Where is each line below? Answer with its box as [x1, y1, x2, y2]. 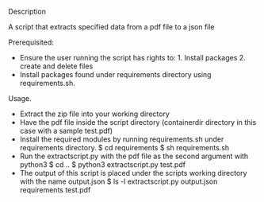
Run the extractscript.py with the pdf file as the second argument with [19, 151, 249, 161]
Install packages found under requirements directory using [19, 70, 212, 79]
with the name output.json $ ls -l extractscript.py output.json [19, 177, 218, 186]
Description [8, 7, 46, 16]
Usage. [8, 94, 32, 103]
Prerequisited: [8, 37, 54, 47]
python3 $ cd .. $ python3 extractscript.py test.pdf [19, 160, 186, 169]
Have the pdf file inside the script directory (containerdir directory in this [19, 118, 257, 126]
